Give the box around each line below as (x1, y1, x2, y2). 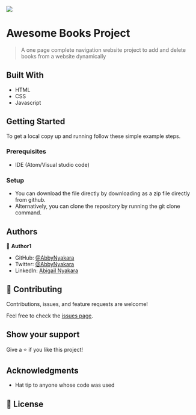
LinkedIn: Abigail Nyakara (14, 267, 79, 274)
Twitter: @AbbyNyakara (14, 260, 75, 267)
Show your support (6, 329, 80, 340)
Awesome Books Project (6, 27, 130, 40)
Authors (6, 226, 38, 237)
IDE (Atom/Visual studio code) (14, 161, 90, 168)
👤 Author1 (6, 242, 32, 249)
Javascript (14, 99, 41, 106)
